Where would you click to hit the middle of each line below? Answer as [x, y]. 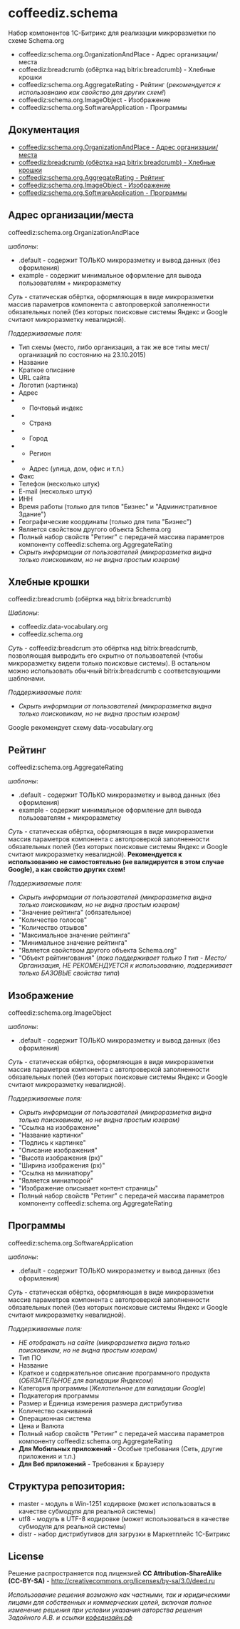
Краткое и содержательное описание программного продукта [114, 1373]
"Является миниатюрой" [56, 1181]
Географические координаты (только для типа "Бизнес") [105, 521]
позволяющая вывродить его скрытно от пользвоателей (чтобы [106, 656]
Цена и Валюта [41, 1425]
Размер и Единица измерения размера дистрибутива [100, 1403]
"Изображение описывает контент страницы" [88, 1188]
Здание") [32, 514]
